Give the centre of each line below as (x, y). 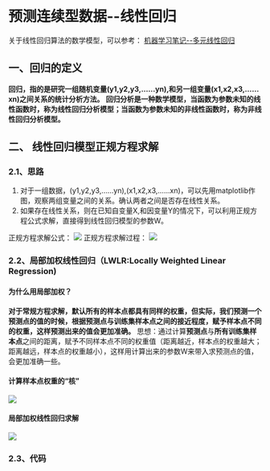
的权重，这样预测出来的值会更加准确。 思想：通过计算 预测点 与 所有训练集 (129, 331)
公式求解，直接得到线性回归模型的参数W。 (98, 221)
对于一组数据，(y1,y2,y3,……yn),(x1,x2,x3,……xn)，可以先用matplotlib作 (137, 190)
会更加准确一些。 (37, 361)
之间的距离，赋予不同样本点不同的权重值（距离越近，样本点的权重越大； (142, 341)
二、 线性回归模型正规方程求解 (84, 147)
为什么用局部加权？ (40, 291)
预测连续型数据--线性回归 (92, 16)
